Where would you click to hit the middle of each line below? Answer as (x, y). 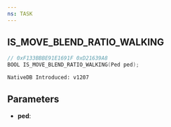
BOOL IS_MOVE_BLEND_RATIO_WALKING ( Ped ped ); (73, 65)
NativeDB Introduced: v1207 (48, 78)
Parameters (33, 99)
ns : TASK (20, 14)
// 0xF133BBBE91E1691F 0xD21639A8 (58, 58)
